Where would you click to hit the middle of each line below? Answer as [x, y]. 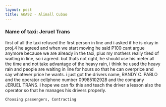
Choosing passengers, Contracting [41, 99]
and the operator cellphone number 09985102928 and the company [75, 80]
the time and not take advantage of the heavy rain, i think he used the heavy [83, 64]
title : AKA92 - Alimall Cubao [36, 14]
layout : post [19, 10]
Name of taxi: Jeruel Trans [38, 32]
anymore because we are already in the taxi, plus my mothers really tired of [82, 53]
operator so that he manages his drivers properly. [56, 90]
